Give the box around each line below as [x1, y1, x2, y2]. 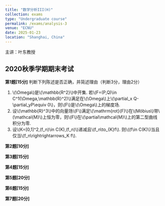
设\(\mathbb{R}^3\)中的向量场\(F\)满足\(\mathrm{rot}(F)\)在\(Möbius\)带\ [12, 108, 160, 114]
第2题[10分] [5, 143, 29, 149]
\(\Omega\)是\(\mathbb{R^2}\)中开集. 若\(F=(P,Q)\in [12, 89, 117, 95]
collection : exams [5, 12, 43, 17]
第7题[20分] [5, 196, 30, 202]
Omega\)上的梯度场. [79, 102, 121, 108]
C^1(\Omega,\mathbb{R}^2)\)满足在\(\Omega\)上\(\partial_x [12, 95, 132, 101]
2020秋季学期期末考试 [5, 65, 74, 73]
